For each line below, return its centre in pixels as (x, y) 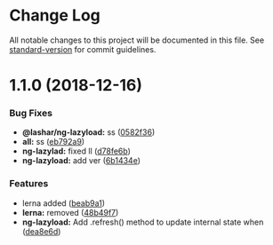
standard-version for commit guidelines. (83, 49)
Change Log (55, 16)
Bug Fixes (31, 114)
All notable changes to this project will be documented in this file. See (137, 40)
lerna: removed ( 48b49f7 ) (70, 212)
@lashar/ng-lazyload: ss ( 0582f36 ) (88, 132)
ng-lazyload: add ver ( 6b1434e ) (81, 161)
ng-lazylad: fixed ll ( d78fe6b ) (76, 151)
